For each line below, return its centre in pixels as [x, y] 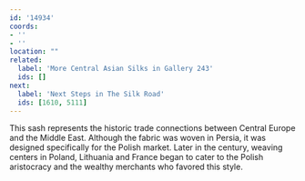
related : [26, 60]
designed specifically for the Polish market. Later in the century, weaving [146, 147]
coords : [24, 26]
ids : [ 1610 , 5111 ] [53, 102]
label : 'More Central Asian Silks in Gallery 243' [116, 69]
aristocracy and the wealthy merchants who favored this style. [126, 167]
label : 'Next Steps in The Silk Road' [91, 94]
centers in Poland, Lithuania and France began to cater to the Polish [137, 157]
